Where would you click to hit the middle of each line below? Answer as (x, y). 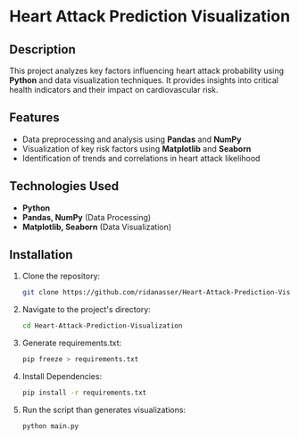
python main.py (50, 426)
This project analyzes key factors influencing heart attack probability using (146, 70)
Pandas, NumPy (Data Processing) (87, 217)
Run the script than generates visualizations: (104, 410)
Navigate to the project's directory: (87, 310)
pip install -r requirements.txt (84, 393)
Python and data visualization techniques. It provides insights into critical (144, 80)
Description (42, 50)
